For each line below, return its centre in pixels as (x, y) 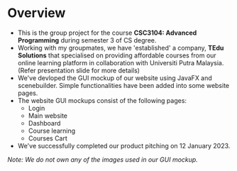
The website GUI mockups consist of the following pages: (102, 100)
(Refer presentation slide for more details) (79, 70)
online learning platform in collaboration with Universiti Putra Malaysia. (121, 62)
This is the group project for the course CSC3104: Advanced (107, 33)
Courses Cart (48, 138)
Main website (48, 116)
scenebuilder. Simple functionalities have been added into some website (123, 85)
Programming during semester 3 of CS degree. (87, 40)
